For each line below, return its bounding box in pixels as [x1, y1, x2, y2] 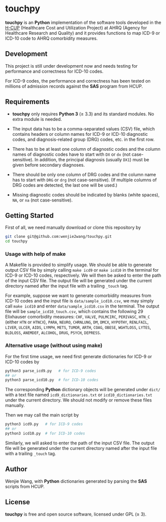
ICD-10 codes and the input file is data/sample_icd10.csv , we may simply [5, 298, 154, 304]
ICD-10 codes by [5, 359, 40, 365]
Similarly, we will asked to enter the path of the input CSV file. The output [5, 440, 155, 446]
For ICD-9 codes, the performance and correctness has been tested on [5, 78, 151, 84]
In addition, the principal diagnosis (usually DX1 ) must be [34, 156, 150, 162]
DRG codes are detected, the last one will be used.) [12, 182, 117, 188]
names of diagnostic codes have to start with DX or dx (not [12, 151, 131, 157]
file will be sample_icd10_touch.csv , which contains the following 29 [5, 309, 144, 314]
